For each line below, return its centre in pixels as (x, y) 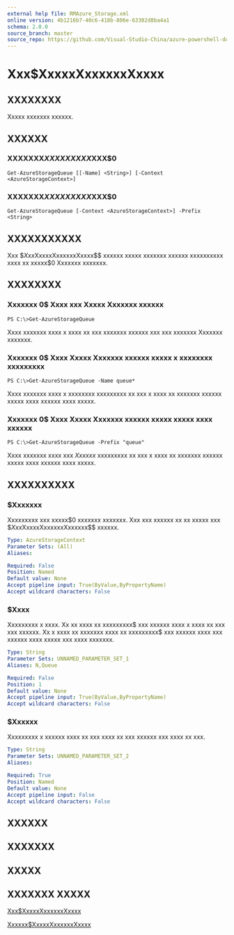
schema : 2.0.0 (28, 27)
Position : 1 (24, 684)
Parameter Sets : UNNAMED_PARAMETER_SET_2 (68, 756)
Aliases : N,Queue (32, 665)
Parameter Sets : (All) (40, 546)
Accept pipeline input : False (51, 795)
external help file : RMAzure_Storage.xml (68, 14)
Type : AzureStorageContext (46, 540)
